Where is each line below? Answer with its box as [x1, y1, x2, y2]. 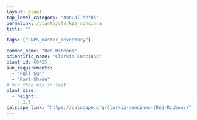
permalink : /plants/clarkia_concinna [6, 20, 102, 26]
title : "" [6, 26, 32, 32]
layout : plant [6, 9, 43, 15]
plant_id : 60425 [6, 59, 47, 65]
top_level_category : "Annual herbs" [6, 15, 99, 21]
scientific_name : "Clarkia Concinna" [6, 54, 102, 60]
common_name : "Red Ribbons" [6, 48, 78, 54]
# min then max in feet [6, 82, 67, 88]
